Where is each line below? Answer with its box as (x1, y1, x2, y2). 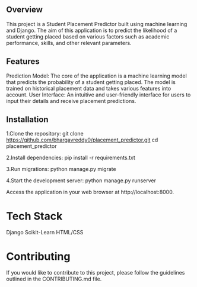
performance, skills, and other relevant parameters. (6, 39, 132, 46)
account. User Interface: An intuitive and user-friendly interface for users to (6, 91, 191, 98)
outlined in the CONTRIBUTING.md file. (6, 275, 102, 283)
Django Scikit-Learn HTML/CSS (6, 229, 84, 236)
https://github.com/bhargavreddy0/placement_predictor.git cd (6, 136, 158, 144)
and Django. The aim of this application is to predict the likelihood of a (6, 27, 177, 34)
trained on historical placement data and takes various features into (6, 85, 171, 92)
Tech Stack (6, 209, 63, 222)
